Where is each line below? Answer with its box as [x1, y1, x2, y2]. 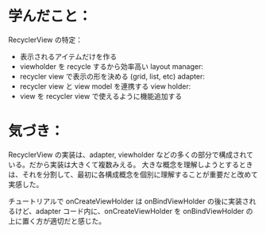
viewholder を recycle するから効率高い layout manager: [19, 61, 204, 71]
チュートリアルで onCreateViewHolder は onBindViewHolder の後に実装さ [8, 196, 249, 206]
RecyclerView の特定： [8, 35, 83, 44]
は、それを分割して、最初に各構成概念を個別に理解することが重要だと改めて [8, 170, 258, 179]
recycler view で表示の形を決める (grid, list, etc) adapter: [19, 71, 205, 81]
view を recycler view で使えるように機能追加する [19, 91, 183, 101]
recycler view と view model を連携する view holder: [19, 81, 191, 91]
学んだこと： [8, 7, 93, 25]
